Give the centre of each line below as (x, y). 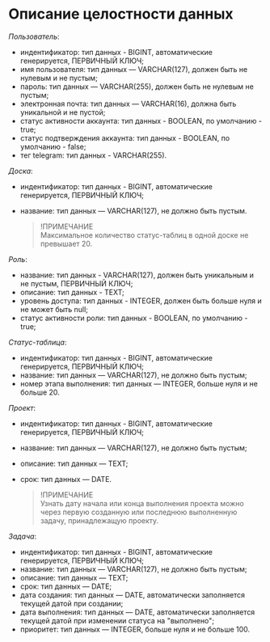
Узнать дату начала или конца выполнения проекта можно (142, 503)
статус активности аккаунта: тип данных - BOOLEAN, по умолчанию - (141, 120)
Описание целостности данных (121, 14)
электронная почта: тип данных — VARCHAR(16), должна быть (128, 103)
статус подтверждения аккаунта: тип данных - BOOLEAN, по (125, 137)
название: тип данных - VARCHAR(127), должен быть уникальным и (137, 275)
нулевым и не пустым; (59, 78)
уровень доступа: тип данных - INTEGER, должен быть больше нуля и (141, 301)
